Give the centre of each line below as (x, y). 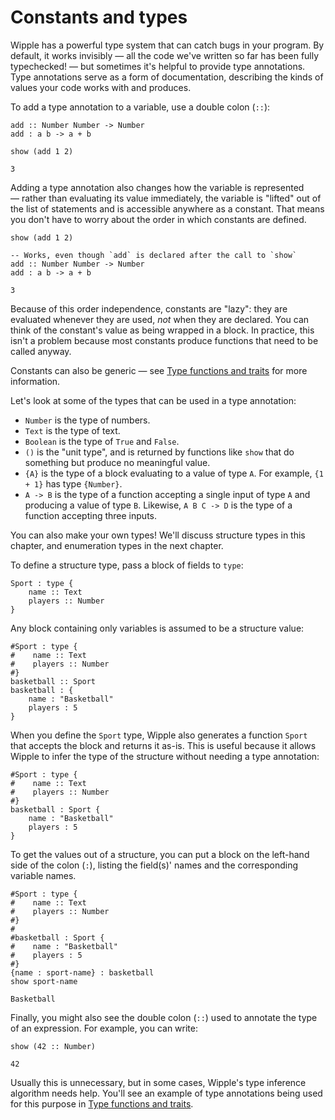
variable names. (43, 875)
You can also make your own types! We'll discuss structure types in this (158, 535)
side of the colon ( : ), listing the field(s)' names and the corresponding (154, 865)
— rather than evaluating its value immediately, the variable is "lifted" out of (166, 198)
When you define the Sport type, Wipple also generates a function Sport (159, 735)
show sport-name (44, 981)
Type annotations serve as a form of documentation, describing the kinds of (167, 77)
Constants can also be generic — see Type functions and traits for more (159, 370)
